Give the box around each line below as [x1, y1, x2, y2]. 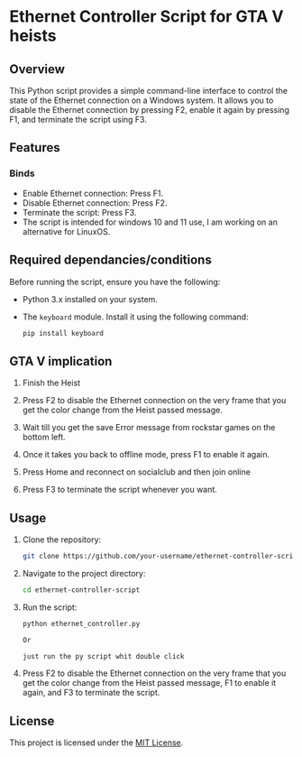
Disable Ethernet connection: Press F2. [22, 197, 168, 208]
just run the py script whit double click [22, 651, 185, 660]
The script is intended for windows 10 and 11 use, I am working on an [22, 217, 278, 227]
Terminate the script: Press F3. [22, 207, 137, 217]
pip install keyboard [22, 328, 104, 337]
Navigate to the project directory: [22, 568, 146, 578]
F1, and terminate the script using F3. [9, 115, 147, 125]
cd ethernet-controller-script [22, 585, 141, 595]
